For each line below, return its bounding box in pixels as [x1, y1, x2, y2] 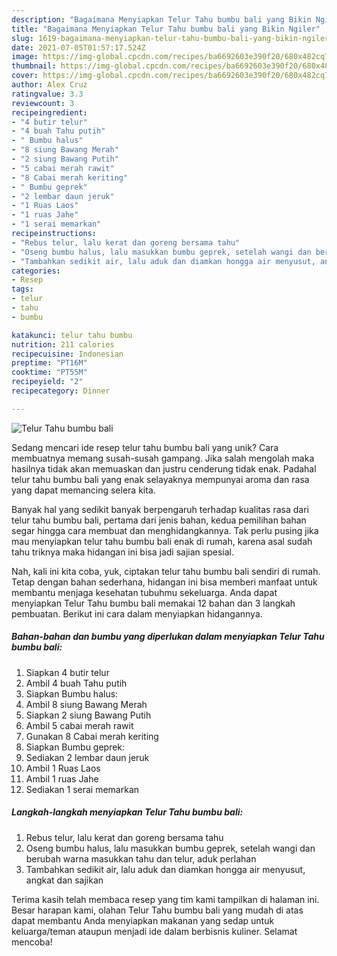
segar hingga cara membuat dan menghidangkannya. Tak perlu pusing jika [11, 524, 319, 536]
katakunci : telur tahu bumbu [11, 330, 133, 340]
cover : [11, 71, 39, 81]
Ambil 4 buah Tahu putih [25, 677, 128, 689]
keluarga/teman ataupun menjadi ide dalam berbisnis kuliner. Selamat [11, 925, 298, 937]
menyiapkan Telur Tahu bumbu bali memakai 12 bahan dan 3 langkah [11, 597, 296, 609]
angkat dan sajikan [25, 874, 104, 886]
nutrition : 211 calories [11, 339, 115, 350]
